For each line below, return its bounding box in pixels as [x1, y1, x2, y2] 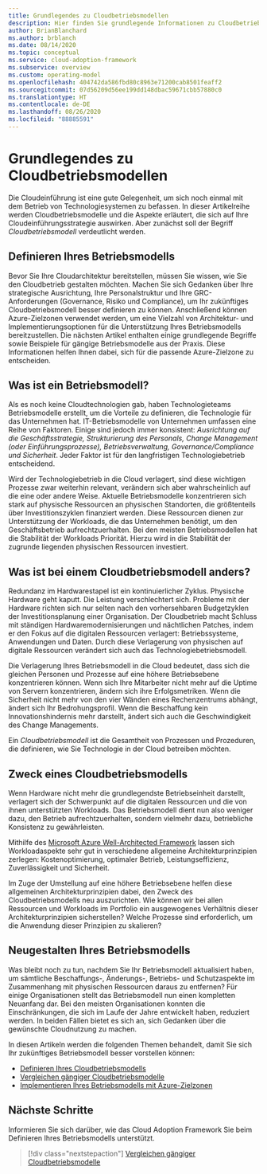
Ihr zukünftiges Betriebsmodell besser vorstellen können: [8, 1048, 195, 1058]
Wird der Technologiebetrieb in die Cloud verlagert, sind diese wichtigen [8, 475, 246, 484]
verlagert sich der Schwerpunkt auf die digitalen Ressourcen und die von [8, 797, 248, 807]
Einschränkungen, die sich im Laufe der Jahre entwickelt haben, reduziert [8, 1007, 250, 1016]
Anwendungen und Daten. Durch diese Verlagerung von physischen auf [8, 637, 244, 647]
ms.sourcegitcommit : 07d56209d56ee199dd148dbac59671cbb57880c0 [8, 85, 222, 94]
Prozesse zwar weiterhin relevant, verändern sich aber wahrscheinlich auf [8, 483, 251, 492]
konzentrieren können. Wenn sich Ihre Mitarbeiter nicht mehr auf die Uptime [8, 678, 257, 687]
